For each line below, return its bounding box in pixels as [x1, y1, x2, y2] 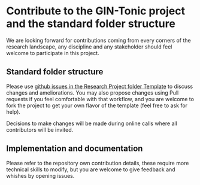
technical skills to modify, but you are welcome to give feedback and [6, 166, 175, 173]
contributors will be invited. [6, 126, 74, 133]
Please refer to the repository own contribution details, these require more [6, 159, 189, 166]
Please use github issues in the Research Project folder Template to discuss [6, 83, 193, 90]
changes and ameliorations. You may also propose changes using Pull [6, 89, 179, 96]
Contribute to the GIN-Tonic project [6, 4, 186, 18]
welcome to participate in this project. [6, 49, 100, 56]
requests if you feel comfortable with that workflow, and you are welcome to [6, 95, 195, 102]
